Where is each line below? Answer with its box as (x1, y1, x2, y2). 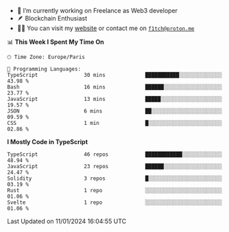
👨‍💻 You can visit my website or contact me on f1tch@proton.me (16, 24, 195, 32)
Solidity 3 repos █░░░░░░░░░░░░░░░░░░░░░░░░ (7, 175, 223, 182)
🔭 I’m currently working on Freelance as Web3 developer (16, 7, 178, 14)
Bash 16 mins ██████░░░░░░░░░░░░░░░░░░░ (7, 84, 223, 91)
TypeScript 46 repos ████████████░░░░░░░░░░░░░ (7, 151, 223, 158)
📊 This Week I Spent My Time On (7, 38, 104, 46)
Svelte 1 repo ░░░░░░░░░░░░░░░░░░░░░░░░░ (7, 199, 223, 206)
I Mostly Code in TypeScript (7, 138, 88, 146)
